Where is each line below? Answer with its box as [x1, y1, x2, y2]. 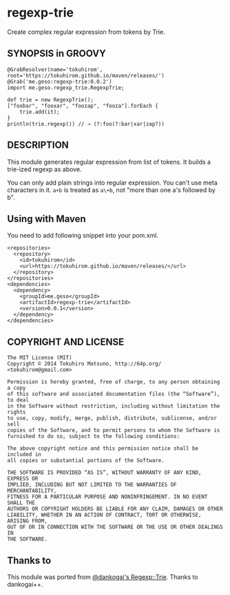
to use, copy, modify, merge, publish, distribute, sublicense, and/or [7, 415, 217, 422]
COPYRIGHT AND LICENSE [7, 336, 125, 348]
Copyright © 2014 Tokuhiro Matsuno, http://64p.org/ [7, 361, 162, 368]
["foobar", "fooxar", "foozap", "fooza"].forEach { [7, 102, 158, 109]
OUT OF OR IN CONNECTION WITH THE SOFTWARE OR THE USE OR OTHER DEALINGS [7, 524, 224, 531]
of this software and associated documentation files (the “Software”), [7, 390, 220, 398]
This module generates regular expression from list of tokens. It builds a [7, 158, 211, 166]
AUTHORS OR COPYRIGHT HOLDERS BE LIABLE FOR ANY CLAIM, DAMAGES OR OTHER [7, 506, 224, 513]
